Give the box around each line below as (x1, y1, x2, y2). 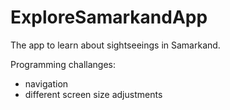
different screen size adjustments (24, 88, 163, 100)
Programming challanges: (10, 58, 117, 70)
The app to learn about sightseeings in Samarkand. (10, 39, 221, 51)
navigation (24, 77, 69, 90)
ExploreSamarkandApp (10, 6, 208, 29)
